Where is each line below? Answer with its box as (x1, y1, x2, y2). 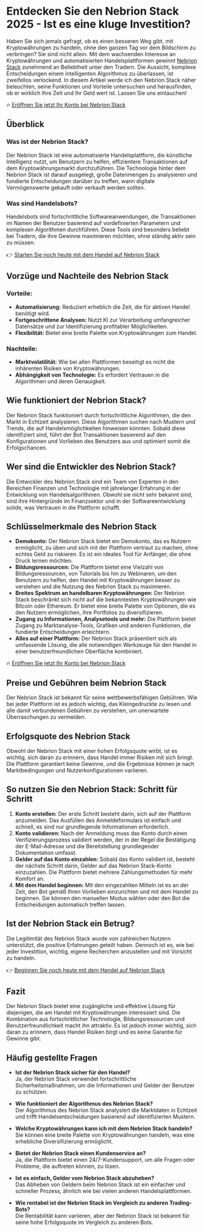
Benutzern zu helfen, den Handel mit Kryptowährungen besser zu (15, 577, 180, 584)
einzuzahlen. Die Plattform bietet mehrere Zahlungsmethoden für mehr (15, 868, 193, 876)
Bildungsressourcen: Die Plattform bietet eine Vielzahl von (15, 563, 164, 571)
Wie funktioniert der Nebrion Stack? (6, 395, 147, 406)
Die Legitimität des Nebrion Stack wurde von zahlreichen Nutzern (6, 935, 171, 942)
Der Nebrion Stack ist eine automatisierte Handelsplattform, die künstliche (6, 151, 192, 159)
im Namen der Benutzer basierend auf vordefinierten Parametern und (6, 219, 181, 226)
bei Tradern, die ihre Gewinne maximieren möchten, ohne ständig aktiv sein (6, 232, 196, 239)
